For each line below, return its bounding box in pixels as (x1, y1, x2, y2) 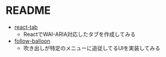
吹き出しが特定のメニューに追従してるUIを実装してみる (23, 44, 161, 52)
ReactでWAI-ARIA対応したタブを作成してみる (23, 31, 136, 38)
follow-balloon (14, 37, 51, 44)
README (5, 4, 51, 17)
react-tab (14, 23, 38, 31)
